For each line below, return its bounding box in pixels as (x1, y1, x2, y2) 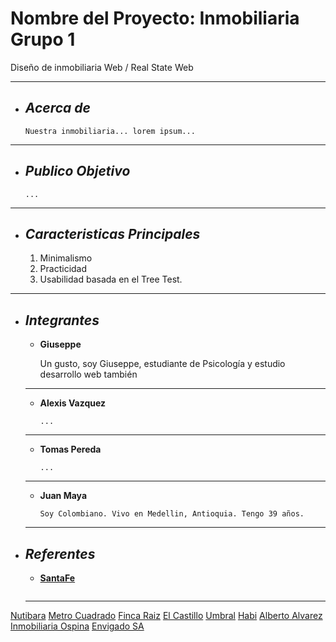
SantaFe (39, 572, 76, 584)
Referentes (24, 545, 96, 562)
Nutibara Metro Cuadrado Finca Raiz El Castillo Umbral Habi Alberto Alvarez (10, 610, 323, 621)
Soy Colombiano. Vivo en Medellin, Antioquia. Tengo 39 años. (39, 509, 305, 519)
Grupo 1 (10, 28, 76, 51)
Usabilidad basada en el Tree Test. (39, 273, 183, 286)
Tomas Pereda (39, 443, 102, 456)
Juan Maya (39, 490, 88, 502)
